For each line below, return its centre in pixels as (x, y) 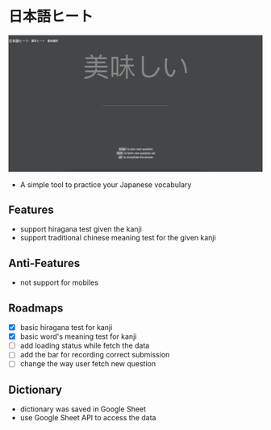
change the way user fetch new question (88, 364)
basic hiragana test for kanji (66, 328)
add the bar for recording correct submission (95, 355)
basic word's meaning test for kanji (78, 336)
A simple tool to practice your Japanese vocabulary (106, 184)
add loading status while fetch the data (85, 346)
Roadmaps (36, 308)
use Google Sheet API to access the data (88, 418)
